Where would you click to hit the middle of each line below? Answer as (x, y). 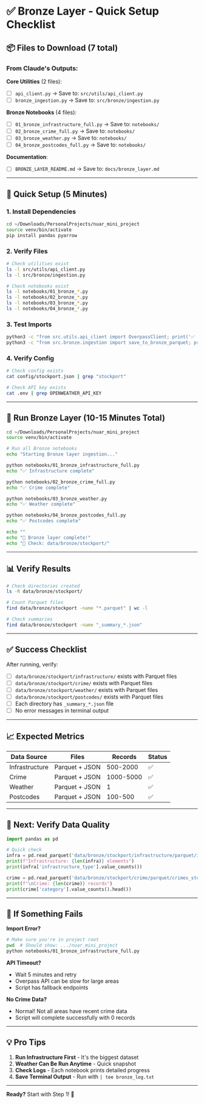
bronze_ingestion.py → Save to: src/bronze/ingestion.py (87, 100)
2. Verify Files (27, 251)
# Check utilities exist (38, 263)
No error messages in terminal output (62, 710)
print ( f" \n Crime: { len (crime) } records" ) (59, 883)
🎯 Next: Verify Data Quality (58, 825)
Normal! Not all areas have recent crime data (71, 1011)
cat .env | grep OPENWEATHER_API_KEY (54, 393)
